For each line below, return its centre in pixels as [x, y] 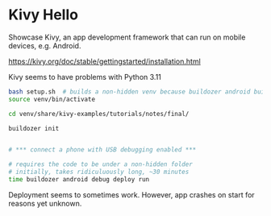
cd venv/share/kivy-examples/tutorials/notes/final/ [99, 114]
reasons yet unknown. [45, 203]
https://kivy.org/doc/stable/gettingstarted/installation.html [105, 61]
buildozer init [34, 128]
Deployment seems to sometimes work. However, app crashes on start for [132, 194]
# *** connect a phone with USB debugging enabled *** [102, 150]
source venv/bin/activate [52, 99]
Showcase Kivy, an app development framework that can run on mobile [127, 37]
